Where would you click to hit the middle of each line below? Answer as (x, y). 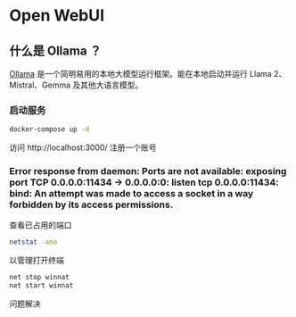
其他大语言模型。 (111, 85)
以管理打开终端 (37, 261)
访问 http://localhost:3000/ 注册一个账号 (83, 147)
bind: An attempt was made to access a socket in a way (132, 194)
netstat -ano (33, 242)
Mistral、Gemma (40, 85)
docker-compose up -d (49, 129)
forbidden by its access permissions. (91, 204)
